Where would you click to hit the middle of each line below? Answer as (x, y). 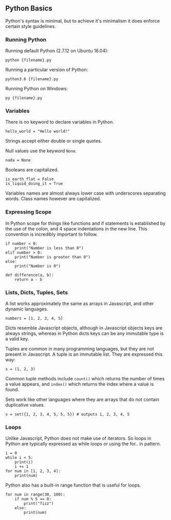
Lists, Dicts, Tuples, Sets (37, 292)
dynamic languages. (27, 309)
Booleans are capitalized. (32, 170)
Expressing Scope (28, 212)
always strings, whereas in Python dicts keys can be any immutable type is (84, 333)
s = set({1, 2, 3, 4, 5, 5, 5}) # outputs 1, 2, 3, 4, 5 (68, 414)
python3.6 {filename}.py (32, 79)
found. (12, 389)
